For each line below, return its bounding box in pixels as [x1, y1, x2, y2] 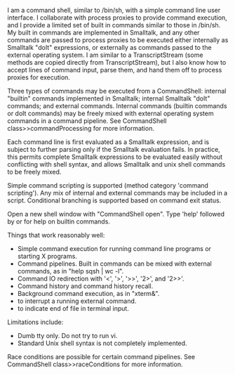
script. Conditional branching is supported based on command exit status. [7, 196, 222, 205]
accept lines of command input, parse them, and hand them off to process [7, 66, 222, 74]
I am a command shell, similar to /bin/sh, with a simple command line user [7, 6, 221, 14]
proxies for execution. [7, 73, 70, 82]
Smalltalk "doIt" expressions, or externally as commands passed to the [7, 44, 212, 51]
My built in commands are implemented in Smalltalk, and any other [7, 28, 200, 37]
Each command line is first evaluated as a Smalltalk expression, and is [7, 138, 209, 146]
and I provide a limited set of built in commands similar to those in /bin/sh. [7, 21, 221, 29]
